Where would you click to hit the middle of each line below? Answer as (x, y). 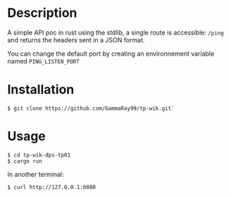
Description (42, 13)
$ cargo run (25, 161)
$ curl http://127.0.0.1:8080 (52, 187)
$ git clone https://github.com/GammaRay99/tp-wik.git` (91, 108)
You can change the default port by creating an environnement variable (111, 54)
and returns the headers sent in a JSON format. (76, 39)
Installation (41, 90)
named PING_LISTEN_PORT (43, 61)
